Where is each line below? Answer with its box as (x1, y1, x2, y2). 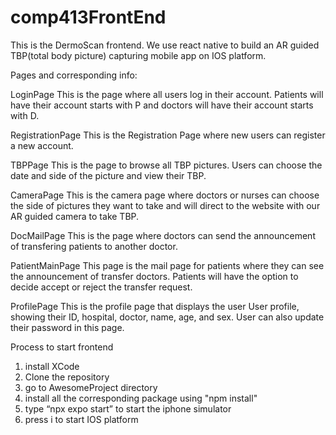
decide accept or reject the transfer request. (10, 281, 193, 293)
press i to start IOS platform (24, 413, 139, 425)
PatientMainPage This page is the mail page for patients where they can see (10, 259, 325, 271)
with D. (10, 109, 40, 121)
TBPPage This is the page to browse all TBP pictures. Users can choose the (10, 159, 323, 171)
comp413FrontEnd (10, 6, 167, 29)
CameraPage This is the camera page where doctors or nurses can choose (10, 189, 320, 201)
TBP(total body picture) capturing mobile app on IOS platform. (10, 49, 267, 61)
